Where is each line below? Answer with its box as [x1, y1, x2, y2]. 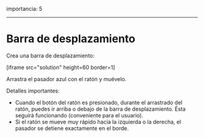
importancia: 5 [6, 5, 42, 12]
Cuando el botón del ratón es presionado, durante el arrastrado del [15, 99, 183, 106]
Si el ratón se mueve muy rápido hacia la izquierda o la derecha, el [15, 118, 182, 125]
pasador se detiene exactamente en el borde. [15, 124, 129, 132]
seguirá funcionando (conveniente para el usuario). [15, 111, 144, 119]
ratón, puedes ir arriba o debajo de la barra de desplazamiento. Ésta [15, 105, 186, 113]
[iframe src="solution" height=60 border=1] [6, 64, 115, 71]
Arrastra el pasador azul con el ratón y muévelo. [6, 75, 127, 82]
